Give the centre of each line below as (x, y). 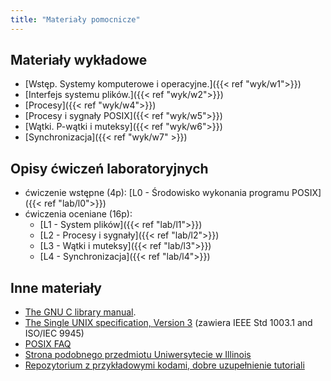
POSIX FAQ (48, 344)
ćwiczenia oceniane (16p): (78, 214)
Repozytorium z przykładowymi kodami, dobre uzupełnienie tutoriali (164, 365)
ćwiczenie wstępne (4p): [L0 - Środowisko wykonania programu (157, 193)
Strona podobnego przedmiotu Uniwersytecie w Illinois (138, 355)
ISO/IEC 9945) (54, 333)
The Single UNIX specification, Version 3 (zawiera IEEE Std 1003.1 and (168, 323)
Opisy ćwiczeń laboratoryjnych (109, 168)
